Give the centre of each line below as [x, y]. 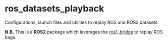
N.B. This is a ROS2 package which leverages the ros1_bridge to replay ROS [84, 32]
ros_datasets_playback [54, 9]
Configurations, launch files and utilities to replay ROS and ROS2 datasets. [82, 22]
